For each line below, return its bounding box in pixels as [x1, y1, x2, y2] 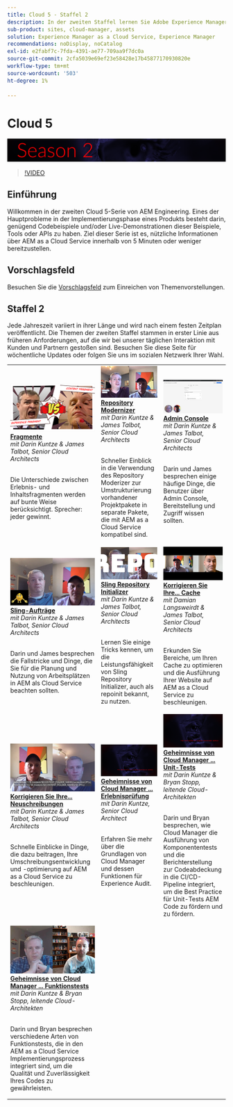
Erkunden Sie [163, 646, 202, 654]
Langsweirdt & [163, 603, 205, 611]
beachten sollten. [10, 686, 60, 695]
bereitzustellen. [7, 244, 52, 252]
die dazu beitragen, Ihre [10, 850, 78, 859]
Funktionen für [101, 871, 143, 880]
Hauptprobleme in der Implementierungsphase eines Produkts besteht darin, [7, 214, 226, 223]
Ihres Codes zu [10, 1076, 53, 1085]
